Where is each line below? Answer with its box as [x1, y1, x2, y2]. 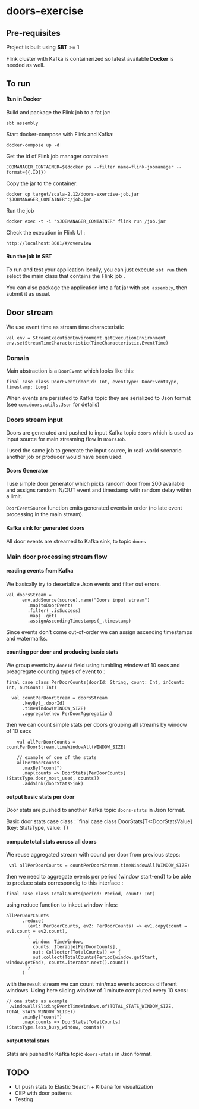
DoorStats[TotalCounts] [62, 1019, 121, 1025]
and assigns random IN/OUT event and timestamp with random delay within [6, 486, 192, 493]
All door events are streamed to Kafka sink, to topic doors [6, 538, 147, 545]
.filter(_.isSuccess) [27, 607, 81, 614]
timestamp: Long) [6, 384, 49, 390]
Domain [6, 354, 29, 362]
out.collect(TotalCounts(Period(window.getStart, [32, 954, 159, 961]
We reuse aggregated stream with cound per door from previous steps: [6, 851, 181, 858]
